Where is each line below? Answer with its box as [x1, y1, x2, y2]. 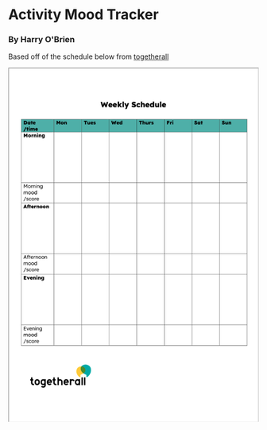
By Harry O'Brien [8, 34, 75, 45]
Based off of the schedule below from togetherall [8, 52, 169, 61]
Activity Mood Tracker [8, 6, 159, 24]
